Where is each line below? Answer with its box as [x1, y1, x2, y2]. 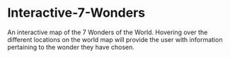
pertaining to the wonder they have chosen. [7, 43, 134, 51]
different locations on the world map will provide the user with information [7, 35, 223, 43]
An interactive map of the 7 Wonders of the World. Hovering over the [7, 28, 208, 36]
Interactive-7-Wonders [7, 5, 146, 21]
